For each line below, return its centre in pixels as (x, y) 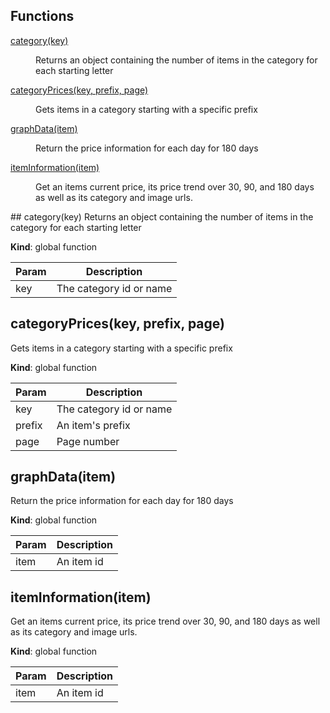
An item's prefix (93, 425)
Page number (88, 441)
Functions (42, 16)
